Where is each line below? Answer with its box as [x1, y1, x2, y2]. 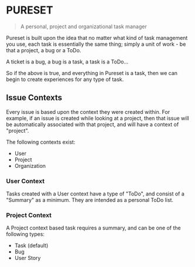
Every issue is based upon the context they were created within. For [6, 108, 170, 115]
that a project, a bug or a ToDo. [6, 46, 81, 53]
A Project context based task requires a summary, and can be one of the [6, 224, 181, 232]
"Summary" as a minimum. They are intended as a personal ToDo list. [6, 197, 174, 204]
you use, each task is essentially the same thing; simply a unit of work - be [6, 40, 186, 48]
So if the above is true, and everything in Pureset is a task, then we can [6, 69, 177, 76]
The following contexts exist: [6, 138, 76, 146]
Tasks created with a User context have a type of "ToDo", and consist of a [6, 190, 184, 197]
